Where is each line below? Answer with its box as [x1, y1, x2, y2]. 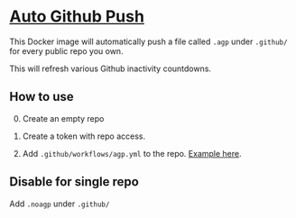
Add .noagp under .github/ [9, 198, 110, 209]
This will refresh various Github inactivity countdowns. [9, 63, 212, 74]
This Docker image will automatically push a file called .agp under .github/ [9, 36, 288, 47]
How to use [9, 89, 74, 104]
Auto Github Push [9, 6, 144, 27]
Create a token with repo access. [22, 131, 146, 141]
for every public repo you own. [9, 45, 124, 56]
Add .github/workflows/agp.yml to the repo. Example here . [22, 148, 242, 159]
